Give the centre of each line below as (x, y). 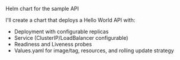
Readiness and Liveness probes (53, 44)
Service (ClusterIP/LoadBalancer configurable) (71, 38)
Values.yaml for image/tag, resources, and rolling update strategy (94, 50)
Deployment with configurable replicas (61, 31)
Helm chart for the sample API (42, 9)
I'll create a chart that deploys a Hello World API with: (70, 20)
